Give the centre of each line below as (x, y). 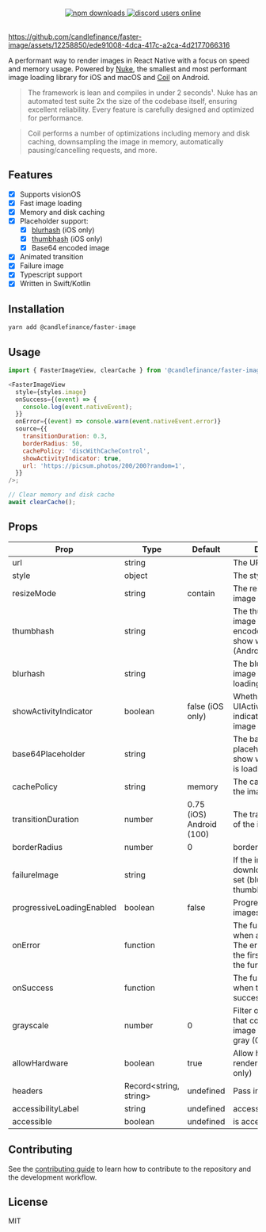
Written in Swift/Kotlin (55, 284)
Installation (36, 309)
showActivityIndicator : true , (72, 458)
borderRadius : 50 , (53, 443)
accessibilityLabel (46, 1108)
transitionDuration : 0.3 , (65, 436)
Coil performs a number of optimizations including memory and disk (139, 133)
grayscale (30, 1025)
